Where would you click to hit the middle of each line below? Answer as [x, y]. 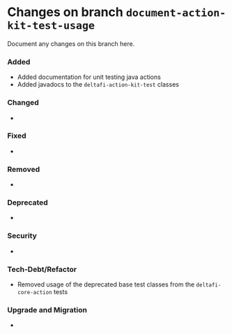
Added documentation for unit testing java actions [89, 77]
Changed [23, 103]
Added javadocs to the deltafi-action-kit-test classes [98, 85]
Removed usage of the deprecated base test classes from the [106, 284]
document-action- [176, 13]
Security [22, 236]
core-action [34, 293]
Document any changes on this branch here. [71, 43]
